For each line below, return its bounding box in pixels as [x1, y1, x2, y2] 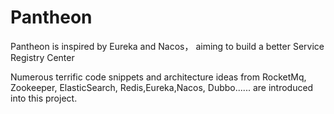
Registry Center [10, 51, 75, 63]
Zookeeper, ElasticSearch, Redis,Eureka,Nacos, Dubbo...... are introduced [10, 81, 314, 93]
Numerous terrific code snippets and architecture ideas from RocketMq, [10, 71, 307, 83]
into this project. [10, 92, 78, 104]
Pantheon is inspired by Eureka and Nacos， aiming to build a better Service [10, 40, 325, 52]
